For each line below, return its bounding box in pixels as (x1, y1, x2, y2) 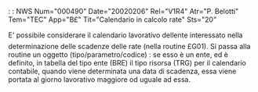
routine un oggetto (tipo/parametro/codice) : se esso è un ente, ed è (8, 50, 229, 59)
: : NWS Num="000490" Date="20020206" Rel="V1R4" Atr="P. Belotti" (8, 7, 239, 16)
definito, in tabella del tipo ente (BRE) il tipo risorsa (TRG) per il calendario (8, 58, 247, 67)
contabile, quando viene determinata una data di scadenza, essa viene (8, 66, 237, 76)
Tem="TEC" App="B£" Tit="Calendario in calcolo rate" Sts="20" (8, 15, 217, 24)
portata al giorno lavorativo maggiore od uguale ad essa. (8, 75, 191, 84)
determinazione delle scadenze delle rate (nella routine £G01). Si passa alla (8, 42, 251, 51)
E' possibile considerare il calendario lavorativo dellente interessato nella (8, 30, 243, 40)
